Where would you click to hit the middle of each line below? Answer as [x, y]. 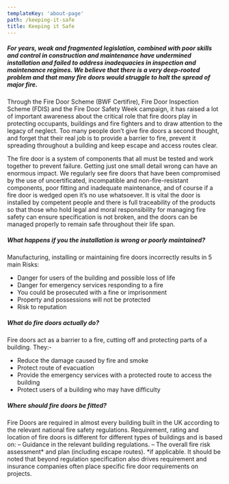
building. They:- [29, 348]
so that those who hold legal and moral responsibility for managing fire [107, 210]
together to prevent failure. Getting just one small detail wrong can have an [112, 166]
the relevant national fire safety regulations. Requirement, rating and [103, 430]
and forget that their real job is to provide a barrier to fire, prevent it [102, 138]
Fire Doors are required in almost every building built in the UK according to [113, 423]
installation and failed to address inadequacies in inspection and [102, 62]
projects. [19, 474]
